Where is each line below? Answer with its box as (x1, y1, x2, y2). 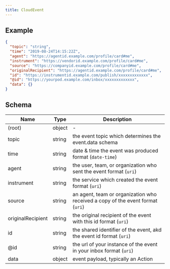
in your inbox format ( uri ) (72, 247, 134, 254)
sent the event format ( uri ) (72, 168, 137, 175)
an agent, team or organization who (72, 190, 157, 198)
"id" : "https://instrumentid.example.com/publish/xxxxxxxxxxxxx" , (10, 72, 153, 78)
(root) (8, 124, 22, 131)
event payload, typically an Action (72, 255, 153, 262)
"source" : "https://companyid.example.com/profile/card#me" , (10, 63, 142, 68)
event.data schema (72, 139, 118, 146)
